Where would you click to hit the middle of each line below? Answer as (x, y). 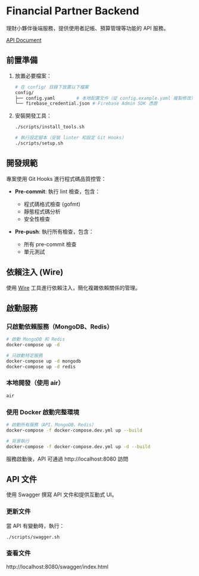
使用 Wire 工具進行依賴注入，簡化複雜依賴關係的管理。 (74, 287)
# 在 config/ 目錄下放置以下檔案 (52, 87)
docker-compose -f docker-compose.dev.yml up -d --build (78, 447)
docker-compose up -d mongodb (44, 361)
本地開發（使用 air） (35, 383)
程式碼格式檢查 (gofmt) (52, 204)
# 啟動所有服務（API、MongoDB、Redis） (51, 425)
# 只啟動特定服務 (24, 355)
